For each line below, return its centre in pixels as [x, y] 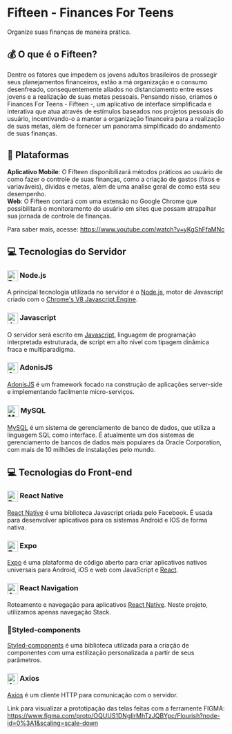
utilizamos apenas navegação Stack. [59, 612]
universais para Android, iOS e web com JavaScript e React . [93, 570]
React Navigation [49, 588]
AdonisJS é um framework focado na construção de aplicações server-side [115, 384]
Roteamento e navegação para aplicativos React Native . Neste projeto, [108, 605]
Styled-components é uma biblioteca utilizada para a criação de [98, 645]
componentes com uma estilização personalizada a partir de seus [101, 652]
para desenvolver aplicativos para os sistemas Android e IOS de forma [107, 520]
